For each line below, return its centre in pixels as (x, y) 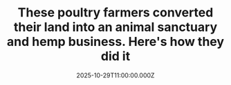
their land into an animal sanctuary (115, 27)
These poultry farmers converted (115, 13)
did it (115, 57)
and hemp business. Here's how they (115, 42)
